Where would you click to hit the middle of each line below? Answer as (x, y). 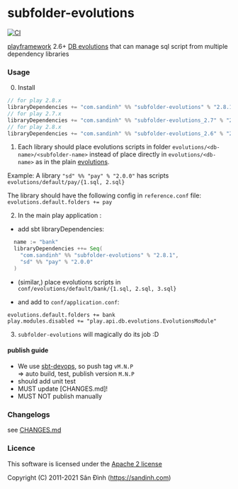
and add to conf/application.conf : (68, 301)
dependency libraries (38, 54)
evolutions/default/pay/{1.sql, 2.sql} (66, 183)
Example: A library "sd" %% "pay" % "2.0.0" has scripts (88, 176)
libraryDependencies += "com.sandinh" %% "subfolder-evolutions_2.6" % (115, 133)
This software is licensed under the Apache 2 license (85, 464)
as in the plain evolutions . (72, 162)
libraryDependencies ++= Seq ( (58, 249)
